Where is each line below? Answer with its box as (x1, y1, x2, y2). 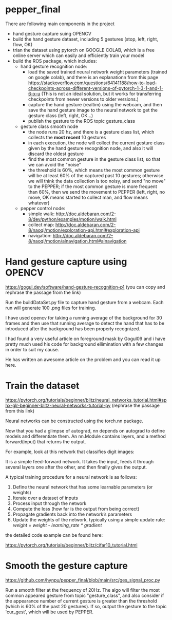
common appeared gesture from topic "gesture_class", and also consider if (5, 592, 164, 598)
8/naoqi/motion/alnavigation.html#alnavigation (28, 238, 127, 244)
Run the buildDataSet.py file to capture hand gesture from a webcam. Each (5, 299, 164, 305)
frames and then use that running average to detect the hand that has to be (5, 320, 165, 326)
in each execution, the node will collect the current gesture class (28, 140, 165, 146)
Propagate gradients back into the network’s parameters (12, 511, 132, 517)
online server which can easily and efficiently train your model (12, 52, 145, 59)
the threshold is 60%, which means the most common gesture (28, 167, 160, 173)
